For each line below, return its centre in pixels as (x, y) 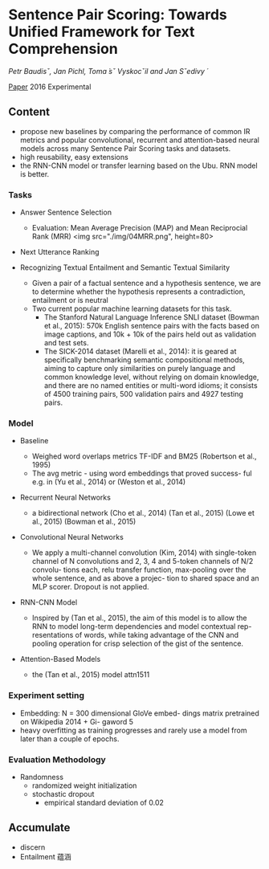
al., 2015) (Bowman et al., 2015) (84, 522)
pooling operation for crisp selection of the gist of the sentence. (137, 643)
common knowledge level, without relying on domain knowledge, (151, 377)
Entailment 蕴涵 (45, 856)
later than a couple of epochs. (69, 738)
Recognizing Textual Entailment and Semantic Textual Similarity (125, 267)
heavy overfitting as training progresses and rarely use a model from (133, 730)
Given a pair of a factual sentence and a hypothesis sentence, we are (147, 284)
